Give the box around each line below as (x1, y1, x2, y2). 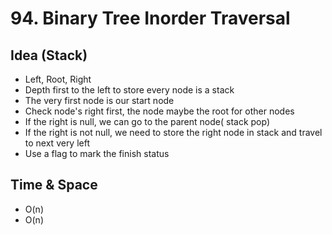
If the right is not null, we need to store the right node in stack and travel (24, 127, 323, 138)
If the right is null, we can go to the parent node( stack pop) (24, 116, 271, 127)
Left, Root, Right (24, 73, 92, 85)
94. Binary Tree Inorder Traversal (10, 7, 291, 30)
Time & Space (10, 177, 98, 194)
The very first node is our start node (24, 95, 175, 106)
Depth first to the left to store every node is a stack (24, 84, 235, 96)
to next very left (24, 137, 91, 149)
